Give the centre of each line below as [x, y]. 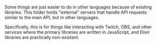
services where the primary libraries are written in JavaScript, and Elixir [77, 32]
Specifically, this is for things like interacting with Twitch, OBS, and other [78, 27]
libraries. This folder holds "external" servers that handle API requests [76, 12]
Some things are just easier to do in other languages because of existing [78, 7]
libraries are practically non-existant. [42, 37]
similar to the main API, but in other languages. [52, 17]
